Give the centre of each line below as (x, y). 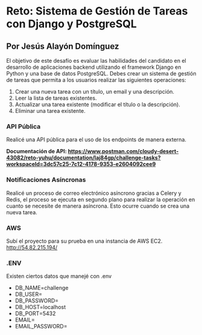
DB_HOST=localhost (40, 307)
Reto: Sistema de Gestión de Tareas (97, 11)
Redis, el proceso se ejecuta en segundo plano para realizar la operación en (101, 199)
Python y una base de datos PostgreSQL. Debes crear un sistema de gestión (101, 73)
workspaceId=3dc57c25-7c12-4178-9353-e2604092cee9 (81, 164)
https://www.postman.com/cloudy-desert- (123, 152)
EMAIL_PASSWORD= (41, 327)
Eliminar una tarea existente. (50, 111)
